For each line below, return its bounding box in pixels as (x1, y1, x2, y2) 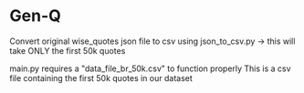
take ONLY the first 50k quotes (9, 45, 126, 56)
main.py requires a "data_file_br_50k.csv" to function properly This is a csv (9, 63, 291, 74)
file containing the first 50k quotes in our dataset (9, 72, 194, 83)
